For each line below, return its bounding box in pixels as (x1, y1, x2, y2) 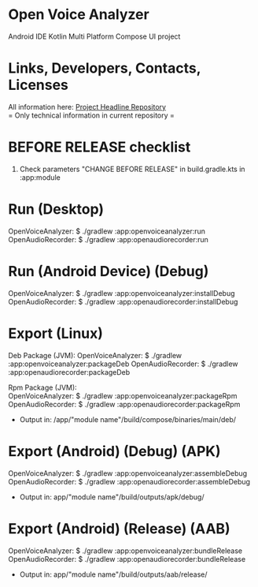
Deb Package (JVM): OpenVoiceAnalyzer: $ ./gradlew (8, 350, 182, 360)
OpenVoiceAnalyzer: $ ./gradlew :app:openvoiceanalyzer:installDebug (8, 288, 235, 297)
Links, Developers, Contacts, (8, 59, 201, 77)
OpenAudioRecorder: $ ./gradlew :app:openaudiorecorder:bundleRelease (8, 554, 246, 563)
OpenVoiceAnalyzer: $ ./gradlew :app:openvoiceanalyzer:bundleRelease (8, 546, 243, 555)
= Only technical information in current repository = (8, 110, 175, 120)
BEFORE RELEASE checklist (8, 138, 191, 156)
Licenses (8, 77, 69, 94)
